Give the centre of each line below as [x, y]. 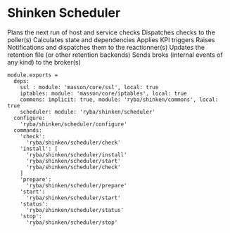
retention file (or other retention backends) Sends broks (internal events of [115, 55]
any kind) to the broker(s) [44, 62]
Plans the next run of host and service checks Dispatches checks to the [111, 32]
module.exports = [33, 75]
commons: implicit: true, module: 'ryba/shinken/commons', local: [119, 100]
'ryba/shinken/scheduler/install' [77, 155]
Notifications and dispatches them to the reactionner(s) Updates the [106, 47]
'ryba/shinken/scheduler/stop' [72, 222]
